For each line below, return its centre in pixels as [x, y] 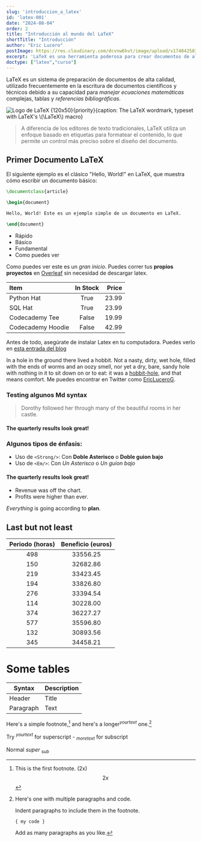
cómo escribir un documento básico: [52, 180]
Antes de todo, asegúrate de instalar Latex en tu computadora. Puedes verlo [101, 342]
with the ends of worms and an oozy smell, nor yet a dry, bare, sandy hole [98, 366]
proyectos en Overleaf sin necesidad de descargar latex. [77, 273]
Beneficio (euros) [87, 544]
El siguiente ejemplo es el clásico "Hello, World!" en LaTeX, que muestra [96, 174]
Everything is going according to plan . [54, 508]
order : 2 [17, 29]
